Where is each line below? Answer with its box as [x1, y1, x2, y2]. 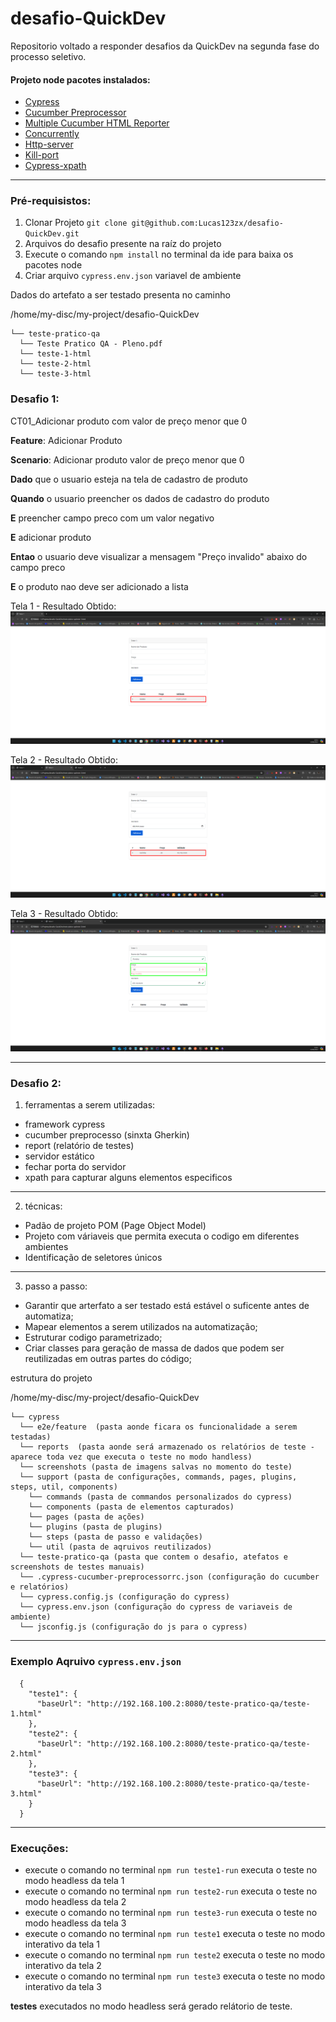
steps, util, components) [10, 1482, 118, 1492]
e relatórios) [10, 1582, 70, 1592]
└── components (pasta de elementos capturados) [28, 1502, 235, 1512]
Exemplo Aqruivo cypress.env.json [10, 1655, 182, 1669]
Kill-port [24, 149, 60, 161]
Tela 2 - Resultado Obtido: [10, 753, 119, 766]
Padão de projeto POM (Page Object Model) [24, 1220, 207, 1232]
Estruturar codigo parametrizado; [24, 1332, 163, 1344]
